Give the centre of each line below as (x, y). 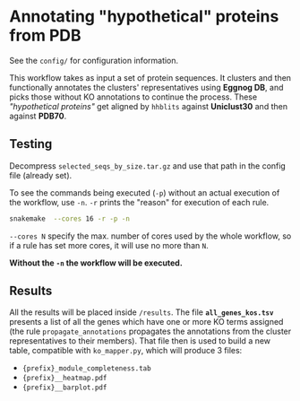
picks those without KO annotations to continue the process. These (133, 97)
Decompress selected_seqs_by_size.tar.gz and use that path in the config (148, 166)
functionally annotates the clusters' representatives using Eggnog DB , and (146, 87)
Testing (31, 144)
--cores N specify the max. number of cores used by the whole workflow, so (150, 236)
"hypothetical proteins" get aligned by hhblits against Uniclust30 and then (149, 106)
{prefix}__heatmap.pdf (64, 379)
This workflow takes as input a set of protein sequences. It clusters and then (150, 77)
